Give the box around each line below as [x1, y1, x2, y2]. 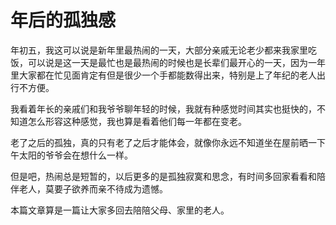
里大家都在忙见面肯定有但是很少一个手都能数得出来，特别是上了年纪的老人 [10, 69, 317, 81]
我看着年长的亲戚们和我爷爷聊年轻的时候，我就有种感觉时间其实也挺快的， [10, 102, 317, 115]
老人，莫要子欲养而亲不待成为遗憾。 [18, 182, 168, 195]
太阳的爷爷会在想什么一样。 [18, 149, 133, 161]
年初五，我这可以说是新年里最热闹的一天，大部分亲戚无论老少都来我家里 [10, 44, 308, 56]
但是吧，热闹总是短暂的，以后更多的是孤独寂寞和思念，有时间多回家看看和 [10, 170, 317, 182]
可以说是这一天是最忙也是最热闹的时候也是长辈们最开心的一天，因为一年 [27, 56, 326, 68]
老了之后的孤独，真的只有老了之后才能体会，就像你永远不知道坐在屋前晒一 [10, 136, 317, 148]
